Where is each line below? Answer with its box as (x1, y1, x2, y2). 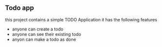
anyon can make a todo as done (12, 36, 76, 42)
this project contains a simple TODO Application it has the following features (5, 16, 158, 22)
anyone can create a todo (12, 26, 64, 32)
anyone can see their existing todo (12, 31, 81, 37)
